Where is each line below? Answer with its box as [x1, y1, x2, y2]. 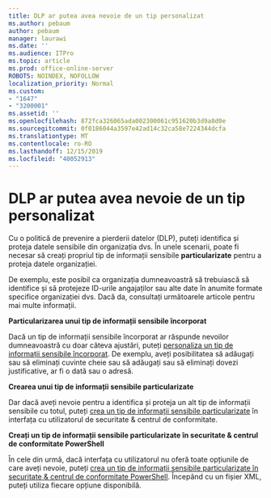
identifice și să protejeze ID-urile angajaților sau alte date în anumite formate [8, 284, 263, 293]
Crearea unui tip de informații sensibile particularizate [8, 382, 194, 392]
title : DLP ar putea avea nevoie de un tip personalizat [8, 11, 205, 20]
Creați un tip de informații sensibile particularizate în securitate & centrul [8, 430, 259, 441]
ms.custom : [8, 87, 45, 95]
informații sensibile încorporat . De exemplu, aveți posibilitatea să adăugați [8, 349, 255, 359]
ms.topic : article [8, 57, 70, 65]
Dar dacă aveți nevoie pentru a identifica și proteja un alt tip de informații [8, 398, 251, 407]
